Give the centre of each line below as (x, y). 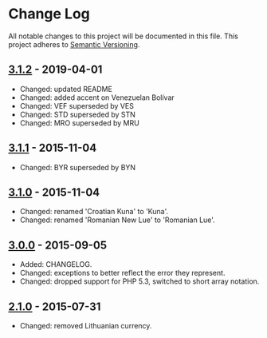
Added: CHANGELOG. (56, 264)
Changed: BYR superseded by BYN (78, 167)
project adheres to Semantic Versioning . (74, 44)
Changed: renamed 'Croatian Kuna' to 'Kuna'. (94, 212)
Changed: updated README (66, 89)
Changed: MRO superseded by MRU (79, 123)
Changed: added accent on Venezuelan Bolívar (97, 97)
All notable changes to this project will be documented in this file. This (124, 36)
